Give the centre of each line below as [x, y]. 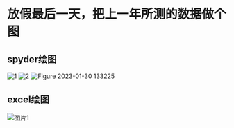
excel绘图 [28, 100]
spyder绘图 [32, 59]
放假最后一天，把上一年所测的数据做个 [117, 14]
